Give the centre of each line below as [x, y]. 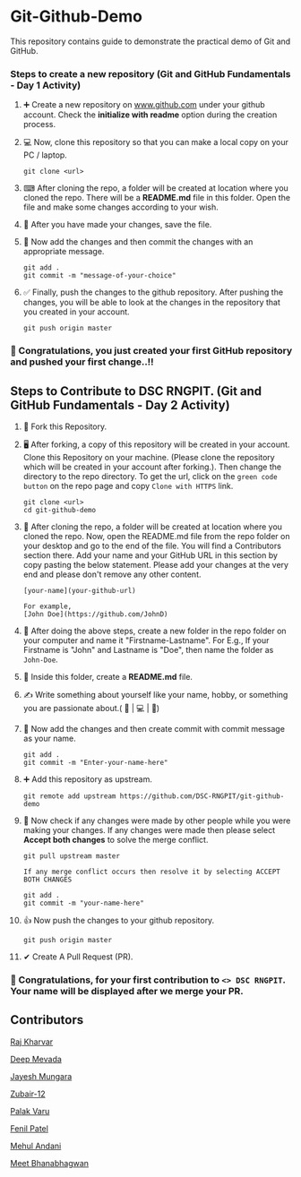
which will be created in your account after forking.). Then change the [152, 467]
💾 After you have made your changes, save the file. [117, 225]
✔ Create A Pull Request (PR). [78, 957]
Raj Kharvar [32, 1042]
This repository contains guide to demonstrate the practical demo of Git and [150, 41]
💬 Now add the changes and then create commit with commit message [154, 728]
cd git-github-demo [60, 510]
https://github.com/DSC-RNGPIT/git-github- [202, 796]
